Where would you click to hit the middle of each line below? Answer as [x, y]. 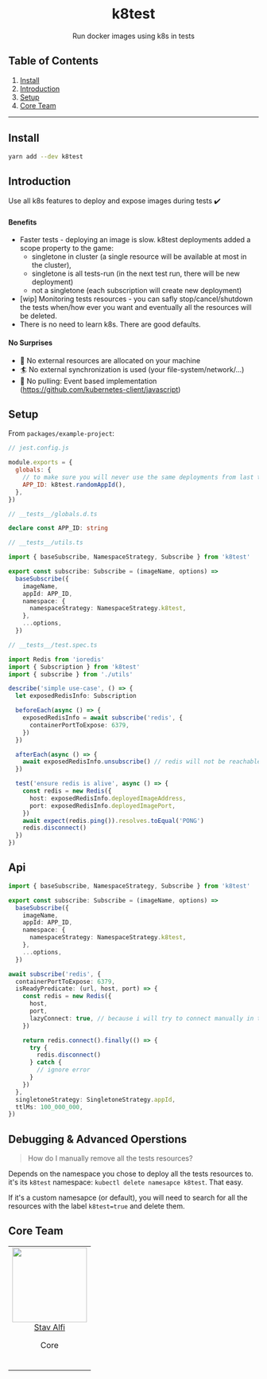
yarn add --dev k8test [46, 156]
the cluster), [51, 265]
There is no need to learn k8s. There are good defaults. [110, 324]
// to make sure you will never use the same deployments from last [138, 478]
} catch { [45, 1063]
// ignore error [64, 1070]
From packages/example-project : [62, 433]
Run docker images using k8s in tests [133, 36]
